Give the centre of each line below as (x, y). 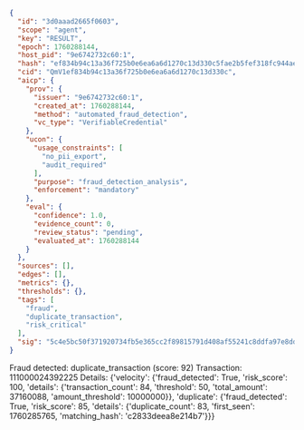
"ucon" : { (44, 140)
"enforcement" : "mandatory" (86, 191)
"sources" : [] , (46, 266)
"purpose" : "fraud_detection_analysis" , (110, 181)
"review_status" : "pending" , (88, 232)
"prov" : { (44, 89)
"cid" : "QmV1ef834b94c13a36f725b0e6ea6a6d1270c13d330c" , (127, 73)
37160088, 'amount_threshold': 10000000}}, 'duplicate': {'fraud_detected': (148, 396)
